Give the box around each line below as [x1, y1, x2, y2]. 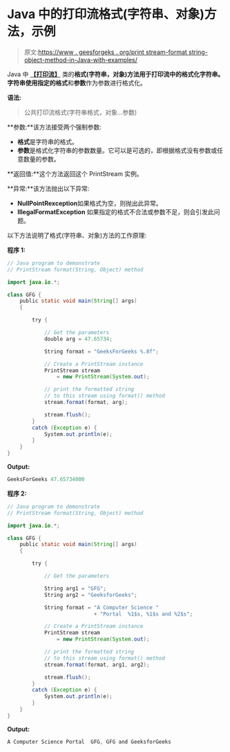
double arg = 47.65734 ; [44, 335, 113, 342]
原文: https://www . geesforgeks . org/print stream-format [23, 48, 188, 56]
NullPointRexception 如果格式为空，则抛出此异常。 [17, 199, 162, 207]
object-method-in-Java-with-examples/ [23, 55, 138, 64]
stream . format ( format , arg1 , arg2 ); [44, 661, 150, 668]
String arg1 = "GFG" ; [44, 585, 107, 592]
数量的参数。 [23, 155, 60, 163]
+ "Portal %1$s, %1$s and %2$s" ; [93, 611, 193, 618]
